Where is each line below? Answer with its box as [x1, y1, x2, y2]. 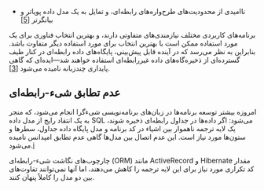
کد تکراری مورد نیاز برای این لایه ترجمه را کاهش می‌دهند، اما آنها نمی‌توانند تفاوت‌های [9, 164, 255, 174]
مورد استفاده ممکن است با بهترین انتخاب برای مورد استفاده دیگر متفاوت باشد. [9, 38, 238, 48]
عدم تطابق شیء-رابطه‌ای [9, 86, 121, 100]
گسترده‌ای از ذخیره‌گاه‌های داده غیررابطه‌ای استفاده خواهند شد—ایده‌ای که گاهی [9, 55, 240, 64]
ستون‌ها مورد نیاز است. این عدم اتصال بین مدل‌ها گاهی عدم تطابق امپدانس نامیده [9, 132, 246, 141]
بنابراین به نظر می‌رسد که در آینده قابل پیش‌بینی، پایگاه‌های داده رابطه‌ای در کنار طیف [9, 47, 256, 56]
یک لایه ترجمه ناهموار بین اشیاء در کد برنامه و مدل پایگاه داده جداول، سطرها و [9, 123, 236, 133]
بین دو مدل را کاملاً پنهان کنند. [9, 172, 95, 181]
